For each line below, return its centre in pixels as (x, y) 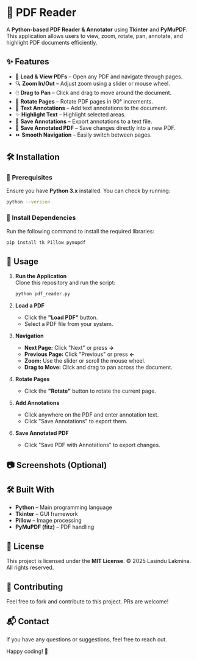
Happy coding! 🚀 (27, 651)
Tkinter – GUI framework (46, 514)
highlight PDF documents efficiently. (52, 42)
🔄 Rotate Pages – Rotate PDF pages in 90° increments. (84, 101)
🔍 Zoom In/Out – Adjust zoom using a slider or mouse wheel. (92, 83)
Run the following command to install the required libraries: (80, 231)
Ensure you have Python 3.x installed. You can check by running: (88, 191)
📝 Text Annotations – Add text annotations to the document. (91, 108)
